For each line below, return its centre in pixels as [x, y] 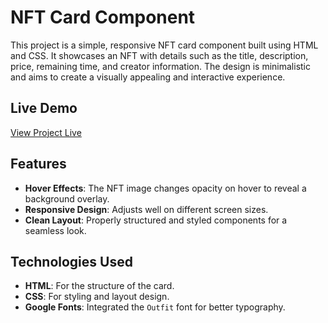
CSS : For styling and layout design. [97, 297]
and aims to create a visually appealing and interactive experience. [148, 77]
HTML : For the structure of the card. [99, 286]
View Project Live [46, 132]
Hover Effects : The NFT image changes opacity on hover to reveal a [165, 188]
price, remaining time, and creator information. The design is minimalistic [160, 66]
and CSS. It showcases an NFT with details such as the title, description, [159, 55]
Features [38, 164]
